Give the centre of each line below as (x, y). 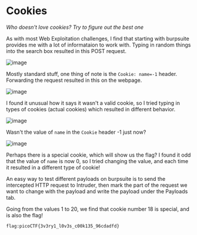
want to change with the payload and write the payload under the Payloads (97, 191)
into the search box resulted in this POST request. (66, 51)
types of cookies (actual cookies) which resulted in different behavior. (91, 109)
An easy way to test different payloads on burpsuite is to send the (86, 178)
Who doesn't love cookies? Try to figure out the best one (75, 27)
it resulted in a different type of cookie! (53, 167)
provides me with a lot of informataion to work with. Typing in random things (98, 45)
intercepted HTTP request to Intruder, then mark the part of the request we (97, 185)
